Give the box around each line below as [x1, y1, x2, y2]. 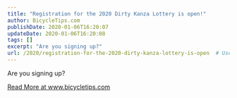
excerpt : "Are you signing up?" [7, 43, 102, 50]
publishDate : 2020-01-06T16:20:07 [7, 23, 109, 30]
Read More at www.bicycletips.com [7, 82, 111, 91]
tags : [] [7, 37, 33, 44]
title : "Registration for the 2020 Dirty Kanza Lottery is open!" [7, 10, 207, 18]
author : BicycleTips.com [7, 17, 80, 24]
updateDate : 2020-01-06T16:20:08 [7, 30, 106, 37]
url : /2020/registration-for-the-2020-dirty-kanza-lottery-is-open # [7, 50, 219, 57]
